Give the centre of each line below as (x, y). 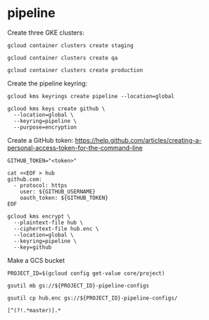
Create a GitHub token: (40, 140)
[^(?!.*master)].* (34, 310)
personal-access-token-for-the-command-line (75, 148)
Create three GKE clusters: (46, 32)
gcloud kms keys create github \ (56, 108)
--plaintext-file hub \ (48, 223)
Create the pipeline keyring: (47, 83)
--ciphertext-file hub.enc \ (56, 229)
